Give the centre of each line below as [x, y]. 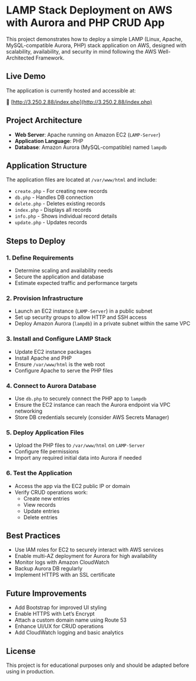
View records [39, 504]
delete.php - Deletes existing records [60, 204]
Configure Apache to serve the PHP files [64, 370]
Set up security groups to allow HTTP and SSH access [81, 317]
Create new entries [46, 499]
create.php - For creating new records [61, 191]
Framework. [50, 58]
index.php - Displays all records [53, 210]
